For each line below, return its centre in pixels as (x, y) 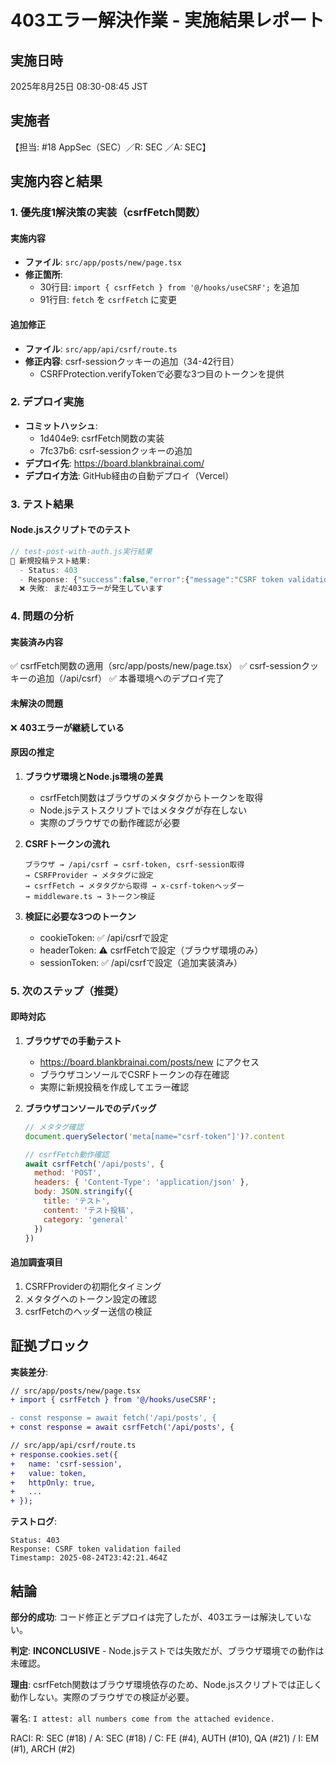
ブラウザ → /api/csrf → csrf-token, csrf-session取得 (134, 864)
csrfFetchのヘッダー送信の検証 (88, 1311)
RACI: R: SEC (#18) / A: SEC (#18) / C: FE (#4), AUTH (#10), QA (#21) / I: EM (165, 1738)
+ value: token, (48, 1473)
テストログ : (34, 1522)
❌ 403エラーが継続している (67, 727)
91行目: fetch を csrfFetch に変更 (108, 300)
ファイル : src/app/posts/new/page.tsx (103, 262)
